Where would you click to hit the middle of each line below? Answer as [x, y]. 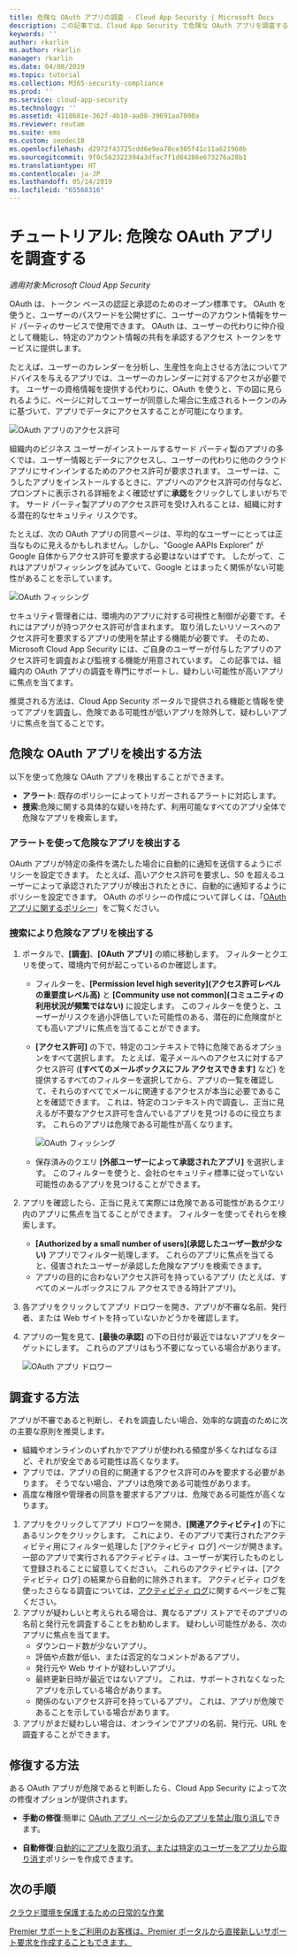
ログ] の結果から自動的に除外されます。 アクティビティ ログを [175, 1580]
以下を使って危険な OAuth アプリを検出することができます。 [119, 776]
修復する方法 [44, 1765]
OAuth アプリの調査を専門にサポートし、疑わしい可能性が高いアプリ [159, 671]
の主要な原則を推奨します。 [59, 1431]
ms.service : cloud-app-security [69, 100]
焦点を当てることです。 [67, 723]
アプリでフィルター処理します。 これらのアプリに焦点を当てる [161, 1255]
